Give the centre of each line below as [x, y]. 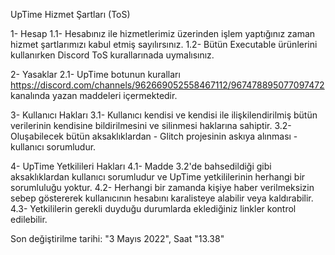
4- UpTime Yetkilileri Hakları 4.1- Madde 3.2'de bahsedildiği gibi [141, 166]
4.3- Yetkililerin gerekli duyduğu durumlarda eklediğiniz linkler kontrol [153, 208]
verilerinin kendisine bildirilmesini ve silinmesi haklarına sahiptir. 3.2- [151, 125]
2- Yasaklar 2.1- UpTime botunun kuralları [95, 74]
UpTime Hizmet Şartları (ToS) [70, 14]
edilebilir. [29, 219]
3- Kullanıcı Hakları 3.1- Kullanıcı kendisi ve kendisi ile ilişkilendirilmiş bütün [164, 115]
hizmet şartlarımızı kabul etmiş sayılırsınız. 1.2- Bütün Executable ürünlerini [164, 44]
